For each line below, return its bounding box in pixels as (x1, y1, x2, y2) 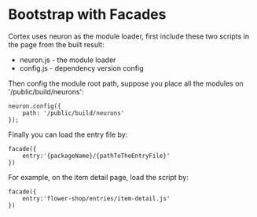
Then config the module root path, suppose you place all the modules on (8, 79, 244, 88)
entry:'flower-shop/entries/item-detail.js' (22, 194, 171, 202)
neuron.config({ (8, 102, 61, 110)
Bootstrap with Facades (8, 6, 167, 24)
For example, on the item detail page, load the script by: (8, 172, 189, 182)
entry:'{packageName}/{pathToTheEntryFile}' (22, 152, 171, 160)
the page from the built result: (8, 39, 105, 49)
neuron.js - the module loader (19, 55, 116, 64)
